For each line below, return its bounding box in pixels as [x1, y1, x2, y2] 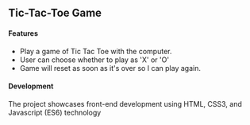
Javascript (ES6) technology [8, 107, 102, 117]
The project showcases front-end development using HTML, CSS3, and [8, 99, 242, 108]
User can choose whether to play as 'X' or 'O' [19, 55, 169, 64]
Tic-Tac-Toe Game [8, 6, 102, 20]
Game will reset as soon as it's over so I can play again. [19, 63, 201, 72]
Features [8, 28, 38, 38]
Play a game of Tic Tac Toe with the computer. [19, 46, 172, 56]
